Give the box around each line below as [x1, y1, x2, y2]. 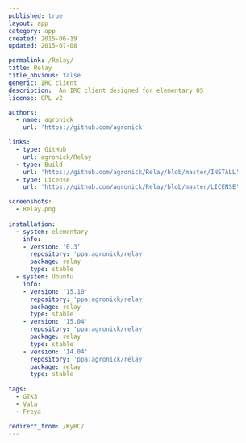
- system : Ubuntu [15, 273, 74, 281]
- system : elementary [15, 228, 89, 236]
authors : [8, 108, 38, 117]
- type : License [15, 175, 70, 184]
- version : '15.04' [23, 318, 89, 326]
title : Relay [8, 64, 52, 73]
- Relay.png [15, 205, 56, 214]
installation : [8, 219, 56, 228]
